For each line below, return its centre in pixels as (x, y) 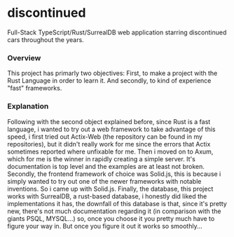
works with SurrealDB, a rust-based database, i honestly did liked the (107, 196)
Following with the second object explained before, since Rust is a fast (109, 121)
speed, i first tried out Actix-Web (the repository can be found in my (105, 136)
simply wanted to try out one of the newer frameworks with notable (104, 181)
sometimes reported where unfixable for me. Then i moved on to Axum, (110, 151)
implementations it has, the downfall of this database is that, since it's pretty (117, 203)
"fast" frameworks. (35, 88)
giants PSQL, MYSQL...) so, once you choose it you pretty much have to (111, 218)
